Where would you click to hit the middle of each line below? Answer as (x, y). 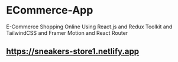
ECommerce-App (50, 10)
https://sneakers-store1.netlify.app (73, 52)
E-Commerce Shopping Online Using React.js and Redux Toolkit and (89, 27)
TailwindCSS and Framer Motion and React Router (67, 32)
